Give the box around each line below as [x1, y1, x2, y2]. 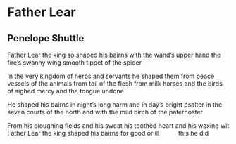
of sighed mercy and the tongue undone [7, 87, 125, 95]
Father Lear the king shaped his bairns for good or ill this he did [7, 129, 209, 137]
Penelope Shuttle [7, 32, 85, 44]
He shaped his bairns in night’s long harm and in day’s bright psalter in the [7, 100, 223, 109]
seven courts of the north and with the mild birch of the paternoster [7, 108, 203, 116]
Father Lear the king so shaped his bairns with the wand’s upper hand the [7, 51, 221, 59]
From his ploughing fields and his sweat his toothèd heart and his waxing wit [7, 122, 230, 130]
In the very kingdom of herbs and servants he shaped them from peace [7, 72, 215, 80]
